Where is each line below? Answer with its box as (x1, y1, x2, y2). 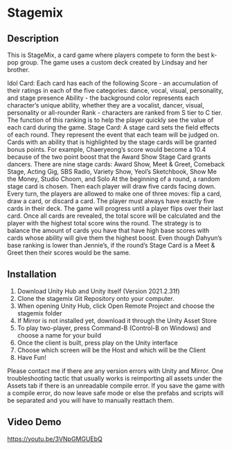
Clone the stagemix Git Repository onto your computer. (17, 294, 175, 302)
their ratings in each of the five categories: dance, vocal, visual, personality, (7, 87, 224, 94)
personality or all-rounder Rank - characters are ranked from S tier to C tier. (7, 109, 223, 116)
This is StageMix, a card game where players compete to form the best (7, 51, 210, 59)
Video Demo (7, 416, 62, 428)
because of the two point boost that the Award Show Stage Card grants (7, 153, 211, 161)
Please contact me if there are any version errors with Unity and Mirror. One (7, 366, 224, 375)
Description (7, 33, 59, 44)
